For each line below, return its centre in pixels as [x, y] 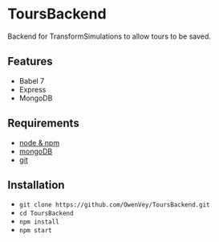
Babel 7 [32, 80]
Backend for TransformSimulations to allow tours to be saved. [109, 36]
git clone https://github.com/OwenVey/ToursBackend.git [114, 205]
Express [32, 89]
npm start [36, 231]
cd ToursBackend [46, 214]
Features [30, 62]
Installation [36, 185]
